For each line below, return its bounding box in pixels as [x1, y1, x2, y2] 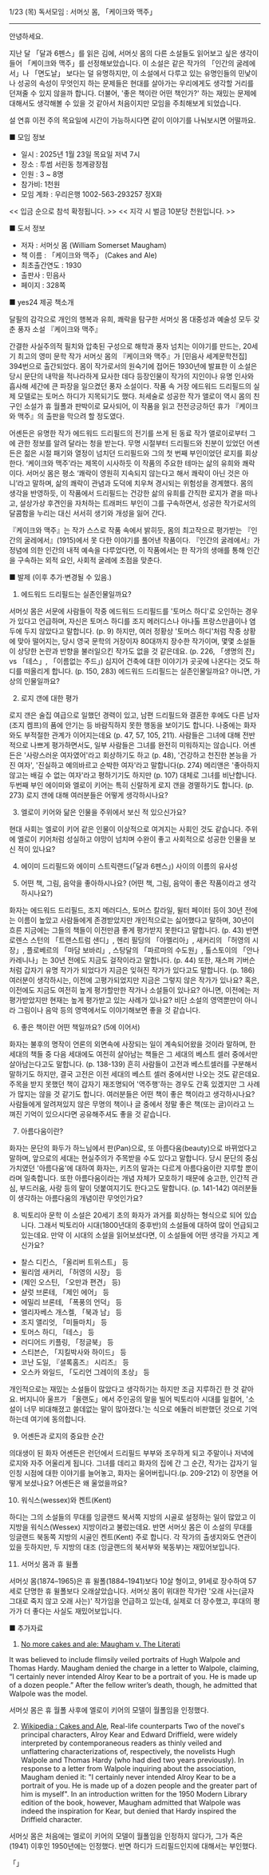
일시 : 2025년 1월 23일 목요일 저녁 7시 [20, 150, 140, 158]
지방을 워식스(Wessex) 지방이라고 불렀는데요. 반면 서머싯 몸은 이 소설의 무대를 [9, 1522, 253, 1532]
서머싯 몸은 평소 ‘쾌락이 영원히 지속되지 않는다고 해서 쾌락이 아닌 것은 [26, 469, 241, 478]
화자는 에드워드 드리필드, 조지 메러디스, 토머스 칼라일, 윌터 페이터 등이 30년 [9, 906, 243, 914]
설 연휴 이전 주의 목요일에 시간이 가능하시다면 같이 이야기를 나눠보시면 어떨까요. [9, 115, 256, 125]
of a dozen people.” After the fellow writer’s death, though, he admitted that [9, 1681, 258, 1689]
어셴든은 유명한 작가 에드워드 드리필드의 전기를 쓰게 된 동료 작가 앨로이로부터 [9, 429, 248, 438]
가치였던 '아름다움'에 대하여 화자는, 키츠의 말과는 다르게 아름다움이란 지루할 [9, 1163, 243, 1173]
